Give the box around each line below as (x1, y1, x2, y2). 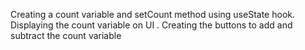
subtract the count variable (10, 30, 122, 41)
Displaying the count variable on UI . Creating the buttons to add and (10, 19, 293, 31)
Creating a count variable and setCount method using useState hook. (10, 9, 295, 20)
